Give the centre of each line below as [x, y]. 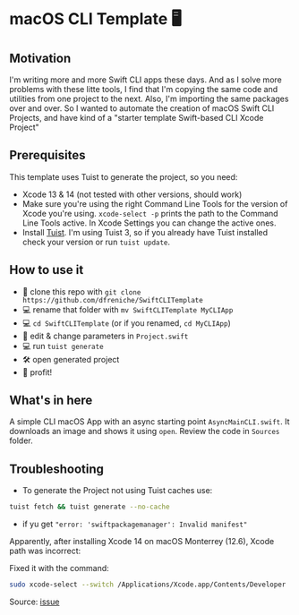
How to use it [47, 270]
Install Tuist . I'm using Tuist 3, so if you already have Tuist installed [145, 232]
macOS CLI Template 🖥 [95, 19]
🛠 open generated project [71, 359]
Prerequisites [47, 155]
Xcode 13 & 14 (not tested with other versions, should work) [132, 194]
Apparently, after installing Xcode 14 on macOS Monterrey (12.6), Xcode [142, 542]
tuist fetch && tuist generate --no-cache [90, 507]
